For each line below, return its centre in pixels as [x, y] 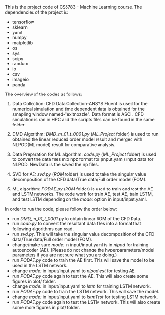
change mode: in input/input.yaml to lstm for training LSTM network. [82, 286]
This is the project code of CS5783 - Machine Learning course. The [74, 7]
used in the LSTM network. [40, 266]
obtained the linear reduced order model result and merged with [77, 139]
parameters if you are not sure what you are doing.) [65, 255]
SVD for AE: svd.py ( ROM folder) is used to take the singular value [79, 174]
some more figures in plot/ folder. [46, 307]
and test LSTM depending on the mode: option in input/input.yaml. [80, 199]
